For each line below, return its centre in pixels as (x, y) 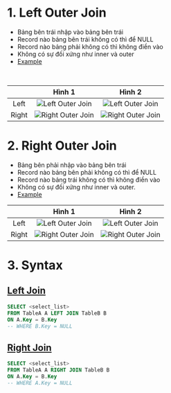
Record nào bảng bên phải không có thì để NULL (87, 172)
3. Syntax (35, 265)
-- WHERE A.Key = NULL (40, 383)
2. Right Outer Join (62, 146)
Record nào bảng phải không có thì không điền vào (90, 46)
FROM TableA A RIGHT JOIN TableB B (58, 370)
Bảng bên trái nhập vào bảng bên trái (70, 32)
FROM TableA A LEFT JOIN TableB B (57, 313)
